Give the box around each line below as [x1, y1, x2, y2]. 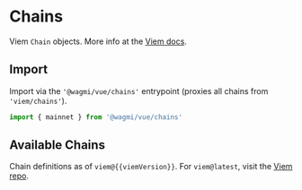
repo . [9, 170, 30, 181]
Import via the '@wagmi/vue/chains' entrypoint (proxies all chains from [9, 85, 269, 96]
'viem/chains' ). [9, 95, 67, 106]
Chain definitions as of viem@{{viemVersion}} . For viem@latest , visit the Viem [9, 161, 293, 172]
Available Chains [9, 137, 106, 153]
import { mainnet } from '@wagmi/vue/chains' [9, 112, 182, 122]
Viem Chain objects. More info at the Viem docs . [9, 36, 187, 47]
